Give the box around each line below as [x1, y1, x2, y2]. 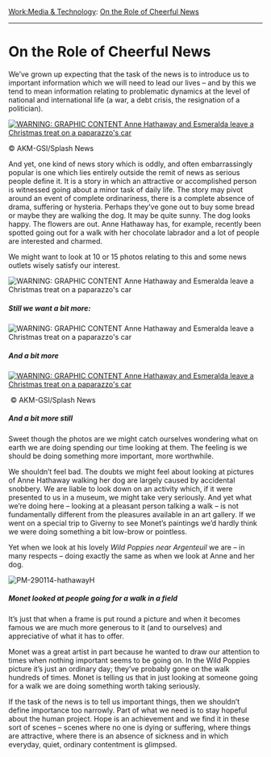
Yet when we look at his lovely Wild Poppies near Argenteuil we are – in [8, 542, 245, 552]
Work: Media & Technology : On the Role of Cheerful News [8, 7, 199, 16]
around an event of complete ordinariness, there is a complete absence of [8, 193, 255, 203]
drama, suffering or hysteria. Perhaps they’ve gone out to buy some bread [8, 202, 255, 211]
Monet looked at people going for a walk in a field [8, 593, 178, 604]
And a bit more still [8, 413, 73, 423]
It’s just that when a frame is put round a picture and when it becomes [8, 613, 240, 624]
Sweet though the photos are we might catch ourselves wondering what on [8, 433, 258, 443]
